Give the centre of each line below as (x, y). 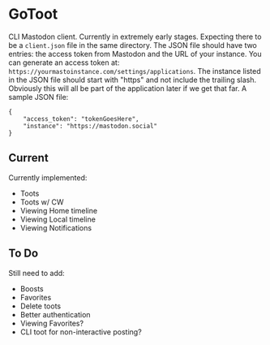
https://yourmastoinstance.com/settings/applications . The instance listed (135, 71)
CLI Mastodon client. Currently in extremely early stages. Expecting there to (135, 37)
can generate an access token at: (64, 63)
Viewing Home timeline (59, 210)
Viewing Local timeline (58, 219)
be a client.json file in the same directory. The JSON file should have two (133, 45)
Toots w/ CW (42, 202)
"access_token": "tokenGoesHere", (81, 119)
